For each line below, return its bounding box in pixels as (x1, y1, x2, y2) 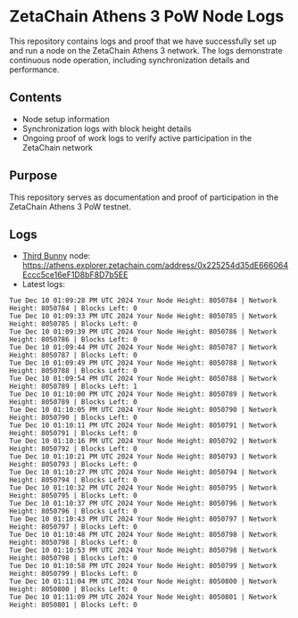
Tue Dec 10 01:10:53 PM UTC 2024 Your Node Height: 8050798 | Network (9, 546, 277, 555)
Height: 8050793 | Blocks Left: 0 (9, 460, 138, 469)
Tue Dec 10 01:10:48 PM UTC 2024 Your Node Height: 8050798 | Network (9, 531, 277, 540)
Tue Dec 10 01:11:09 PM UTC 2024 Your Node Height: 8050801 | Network (9, 593, 277, 602)
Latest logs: (21, 279, 65, 290)
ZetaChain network (21, 142, 94, 152)
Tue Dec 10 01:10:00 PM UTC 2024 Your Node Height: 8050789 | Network (9, 390, 277, 399)
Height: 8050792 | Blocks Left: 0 (9, 444, 138, 454)
